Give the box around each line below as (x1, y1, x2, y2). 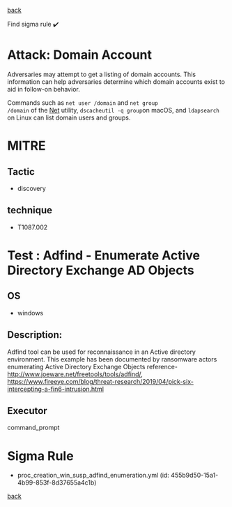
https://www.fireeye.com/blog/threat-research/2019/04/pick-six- (7, 377, 194, 385)
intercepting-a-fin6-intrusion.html (7, 385, 105, 393)
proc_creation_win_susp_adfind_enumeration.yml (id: (17, 471, 169, 480)
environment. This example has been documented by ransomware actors (7, 355, 217, 363)
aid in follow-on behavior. (7, 85, 80, 93)
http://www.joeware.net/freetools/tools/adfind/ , (7, 370, 143, 378)
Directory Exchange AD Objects (7, 262, 194, 278)
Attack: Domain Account (7, 47, 152, 63)
